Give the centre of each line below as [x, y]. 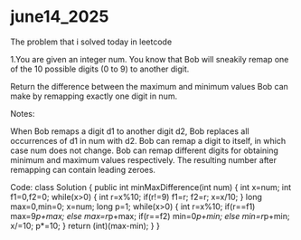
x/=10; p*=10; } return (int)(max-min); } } [85, 226]
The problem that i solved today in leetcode [91, 42]
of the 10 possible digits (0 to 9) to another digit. [100, 69]
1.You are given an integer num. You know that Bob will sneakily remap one [150, 59]
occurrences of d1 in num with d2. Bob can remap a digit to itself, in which [148, 140]
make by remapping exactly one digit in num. [94, 96]
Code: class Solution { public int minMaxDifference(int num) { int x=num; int [151, 187]
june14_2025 [60, 17]
